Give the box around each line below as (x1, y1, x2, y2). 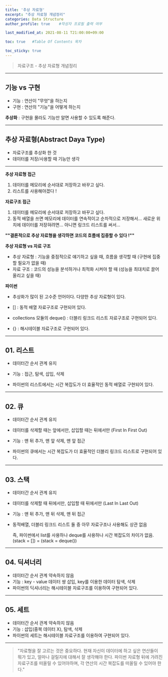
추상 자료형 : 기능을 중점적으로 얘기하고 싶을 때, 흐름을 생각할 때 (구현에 (12, 253, 151, 259)
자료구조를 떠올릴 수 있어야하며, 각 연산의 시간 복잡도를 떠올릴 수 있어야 (17, 660, 156, 666)
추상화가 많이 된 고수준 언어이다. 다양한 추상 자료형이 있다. (12, 293, 126, 299)
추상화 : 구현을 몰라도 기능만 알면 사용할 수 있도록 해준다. (5, 114, 116, 120)
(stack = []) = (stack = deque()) (12, 537, 77, 543)
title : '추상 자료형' (5, 7, 45, 12)
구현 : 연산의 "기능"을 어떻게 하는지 (12, 103, 81, 110)
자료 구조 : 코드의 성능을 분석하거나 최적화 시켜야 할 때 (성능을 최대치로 (12, 266, 150, 272)
